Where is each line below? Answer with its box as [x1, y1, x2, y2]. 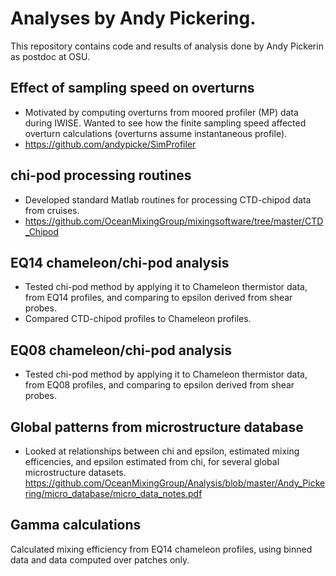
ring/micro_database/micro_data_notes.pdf [24, 488, 203, 499]
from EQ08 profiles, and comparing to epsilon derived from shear [24, 379, 295, 391]
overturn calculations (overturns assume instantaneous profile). [24, 127, 288, 139]
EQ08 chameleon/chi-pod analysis [10, 342, 232, 359]
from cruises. [24, 204, 80, 216]
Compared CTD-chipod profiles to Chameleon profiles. [24, 313, 252, 325]
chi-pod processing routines [10, 167, 192, 184]
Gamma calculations [10, 517, 142, 534]
